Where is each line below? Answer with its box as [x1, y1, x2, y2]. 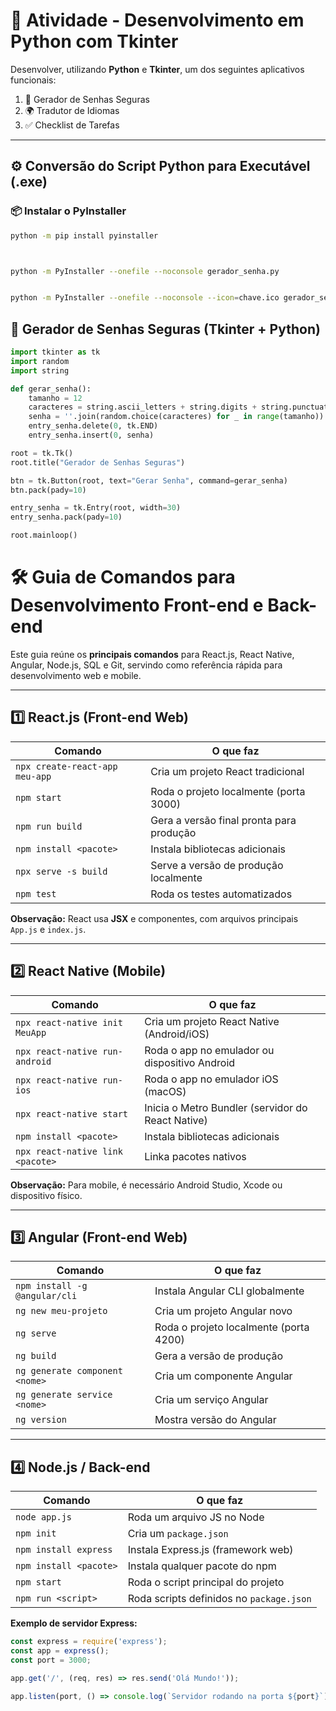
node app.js [15, 1512, 73, 1523]
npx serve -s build [15, 865, 108, 877]
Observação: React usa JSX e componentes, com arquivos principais [10, 912, 299, 924]
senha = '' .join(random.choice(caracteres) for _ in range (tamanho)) [28, 412, 325, 422]
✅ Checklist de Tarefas [24, 119, 120, 131]
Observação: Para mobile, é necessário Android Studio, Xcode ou [10, 1179, 283, 1191]
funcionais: [10, 74, 57, 86]
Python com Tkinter [10, 30, 179, 53]
